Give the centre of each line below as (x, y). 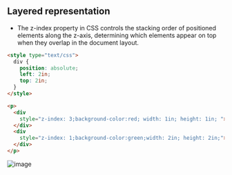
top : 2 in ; (34, 81)
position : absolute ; (49, 68)
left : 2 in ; (35, 74)
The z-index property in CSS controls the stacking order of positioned (116, 28)
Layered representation (59, 11)
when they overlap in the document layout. (78, 42)
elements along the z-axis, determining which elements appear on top (117, 35)
